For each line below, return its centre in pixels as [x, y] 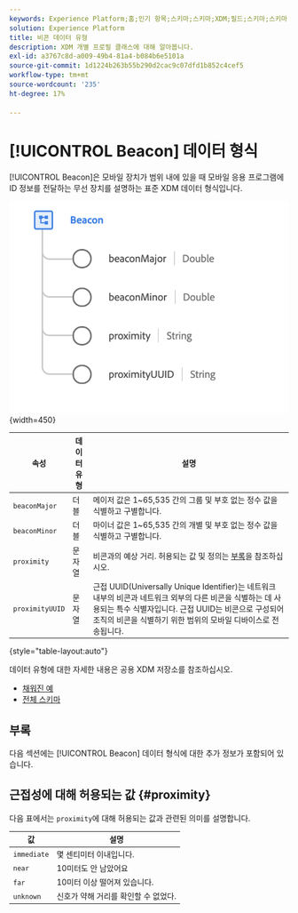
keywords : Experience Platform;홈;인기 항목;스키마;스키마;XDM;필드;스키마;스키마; [150, 19]
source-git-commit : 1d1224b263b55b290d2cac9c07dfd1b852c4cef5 [126, 66]
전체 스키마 [41, 700]
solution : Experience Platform [67, 28]
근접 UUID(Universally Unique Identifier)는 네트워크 [184, 586]
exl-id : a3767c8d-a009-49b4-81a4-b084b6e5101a [97, 56]
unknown [27, 897]
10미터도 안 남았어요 [92, 868]
